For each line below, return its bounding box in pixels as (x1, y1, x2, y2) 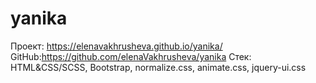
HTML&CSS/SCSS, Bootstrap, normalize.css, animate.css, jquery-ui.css (10, 61, 307, 73)
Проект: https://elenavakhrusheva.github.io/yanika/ (10, 40, 223, 52)
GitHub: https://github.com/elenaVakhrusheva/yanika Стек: (10, 50, 252, 62)
